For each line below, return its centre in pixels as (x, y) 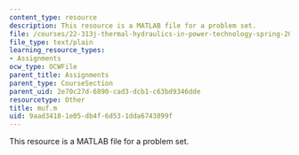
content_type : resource (53, 17)
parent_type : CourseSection (61, 83)
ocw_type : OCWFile (43, 67)
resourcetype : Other (48, 100)
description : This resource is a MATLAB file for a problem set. (133, 26)
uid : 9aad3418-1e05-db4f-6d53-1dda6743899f (91, 116)
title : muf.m (33, 108)
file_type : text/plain (51, 42)
